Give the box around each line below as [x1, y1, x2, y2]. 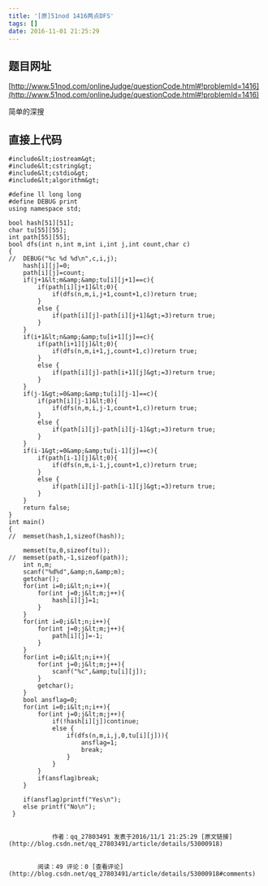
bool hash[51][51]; [8, 219, 75, 227]
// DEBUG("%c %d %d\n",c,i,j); [8, 255, 118, 263]
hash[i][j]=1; [51, 596, 100, 604]
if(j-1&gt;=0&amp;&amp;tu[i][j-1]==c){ [23, 390, 158, 398]
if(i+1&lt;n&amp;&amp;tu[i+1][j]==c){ [23, 333, 154, 341]
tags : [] [8, 20, 38, 28]
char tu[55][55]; [8, 226, 67, 234]
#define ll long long [8, 190, 82, 199]
